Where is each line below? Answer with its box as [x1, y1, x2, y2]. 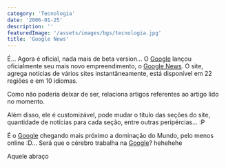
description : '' [7, 23, 54, 30]
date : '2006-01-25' [7, 17, 63, 23]
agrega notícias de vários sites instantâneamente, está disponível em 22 [7, 70, 212, 78]
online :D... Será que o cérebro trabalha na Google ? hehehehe [7, 139, 183, 147]
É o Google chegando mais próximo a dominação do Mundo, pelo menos [7, 132, 214, 140]
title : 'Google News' [7, 36, 70, 43]
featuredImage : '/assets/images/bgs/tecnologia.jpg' [7, 29, 162, 37]
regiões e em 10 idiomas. [7, 77, 78, 85]
